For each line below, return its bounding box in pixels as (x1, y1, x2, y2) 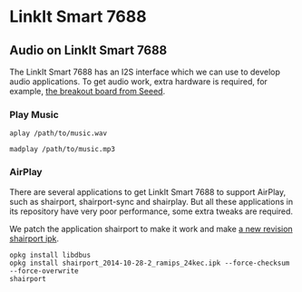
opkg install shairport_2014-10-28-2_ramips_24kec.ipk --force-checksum (9, 258, 290, 268)
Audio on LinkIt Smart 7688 (9, 43, 168, 58)
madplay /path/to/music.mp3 (9, 145, 116, 154)
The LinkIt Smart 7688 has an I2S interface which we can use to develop (9, 66, 281, 77)
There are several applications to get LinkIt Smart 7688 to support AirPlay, (9, 186, 287, 197)
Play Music (9, 108, 59, 121)
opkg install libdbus (9, 250, 92, 259)
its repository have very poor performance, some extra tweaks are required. (9, 206, 293, 217)
